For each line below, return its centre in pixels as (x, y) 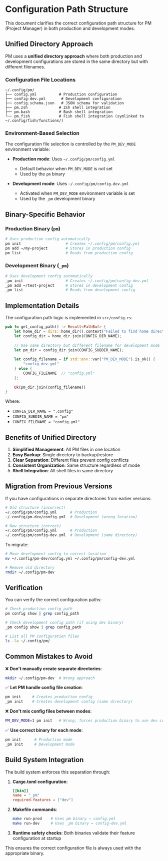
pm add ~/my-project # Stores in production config (68, 248)
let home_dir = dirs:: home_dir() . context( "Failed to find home (81, 332)
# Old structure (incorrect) (35, 507)
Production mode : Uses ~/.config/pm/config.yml (63, 159)
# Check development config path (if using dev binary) (64, 623)
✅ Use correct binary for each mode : (44, 730)
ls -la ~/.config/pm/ (28, 641)
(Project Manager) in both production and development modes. (70, 28)
